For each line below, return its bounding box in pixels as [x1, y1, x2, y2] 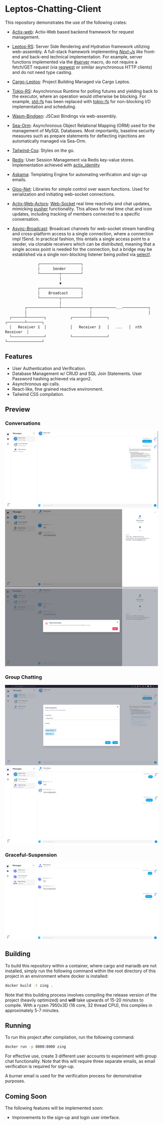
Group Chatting [5, 674, 42, 680]
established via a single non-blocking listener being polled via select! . [12, 251, 151, 257]
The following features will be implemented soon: [5, 1105, 103, 1111]
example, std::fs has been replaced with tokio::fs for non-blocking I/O [12, 98, 151, 104]
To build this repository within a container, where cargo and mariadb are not [5, 963, 157, 968]
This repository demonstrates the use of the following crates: [5, 19, 127, 25]
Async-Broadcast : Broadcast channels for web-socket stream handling [12, 225, 154, 232]
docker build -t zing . [5, 983, 53, 988]
